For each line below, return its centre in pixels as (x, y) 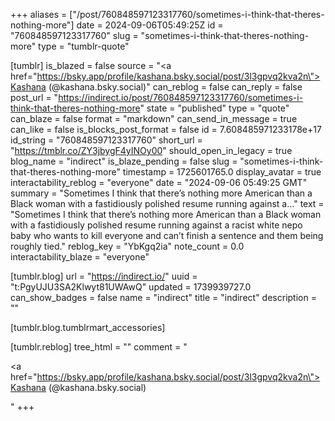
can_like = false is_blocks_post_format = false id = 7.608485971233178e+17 (166, 129)
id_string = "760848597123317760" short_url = (106, 140)
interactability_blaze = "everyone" (80, 257)
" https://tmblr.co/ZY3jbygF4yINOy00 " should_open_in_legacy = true (151, 150)
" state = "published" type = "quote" (214, 108)
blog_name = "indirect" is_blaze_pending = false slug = (124, 161)
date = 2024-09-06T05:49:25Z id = (150, 25)
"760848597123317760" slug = (74, 35)
